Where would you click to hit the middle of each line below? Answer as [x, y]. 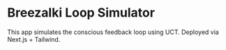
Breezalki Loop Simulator [81, 13]
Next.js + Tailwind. [34, 39]
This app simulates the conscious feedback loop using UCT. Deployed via [113, 32]
